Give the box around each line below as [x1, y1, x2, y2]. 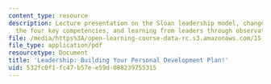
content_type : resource [8, 11, 89, 20]
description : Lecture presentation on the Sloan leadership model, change [8, 19, 265, 27]
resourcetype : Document [8, 49, 89, 57]
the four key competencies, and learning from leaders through [15, 26, 232, 34]
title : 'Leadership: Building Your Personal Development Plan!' [8, 57, 229, 65]
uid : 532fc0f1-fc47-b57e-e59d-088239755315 [8, 64, 157, 72]
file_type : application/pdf [8, 42, 103, 50]
